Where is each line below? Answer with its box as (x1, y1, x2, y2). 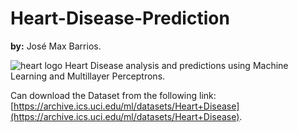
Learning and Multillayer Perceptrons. (10, 70, 166, 82)
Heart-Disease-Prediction (10, 7, 230, 30)
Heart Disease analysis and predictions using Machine (64, 59, 289, 71)
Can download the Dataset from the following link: (10, 89, 217, 101)
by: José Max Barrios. (10, 40, 102, 52)
